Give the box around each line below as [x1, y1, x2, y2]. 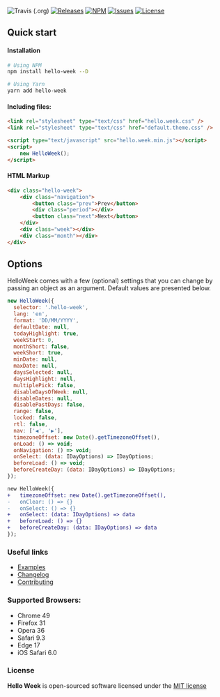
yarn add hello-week [7, 87, 68, 94]
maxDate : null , [13, 363, 58, 370]
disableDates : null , [13, 395, 73, 402]
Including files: [7, 102, 52, 111]
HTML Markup [7, 172, 50, 180]
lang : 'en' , [13, 310, 49, 317]
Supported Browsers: [7, 595, 81, 605]
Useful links [7, 547, 49, 557]
